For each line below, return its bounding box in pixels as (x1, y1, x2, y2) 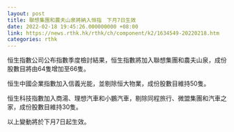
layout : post (7, 10, 45, 17)
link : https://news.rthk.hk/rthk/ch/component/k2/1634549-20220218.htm (7, 29, 219, 37)
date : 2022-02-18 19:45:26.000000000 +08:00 (7, 23, 139, 30)
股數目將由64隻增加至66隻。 (7, 65, 91, 73)
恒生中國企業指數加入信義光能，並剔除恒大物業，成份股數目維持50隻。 (7, 79, 210, 88)
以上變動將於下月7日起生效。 (7, 117, 91, 126)
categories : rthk (7, 36, 58, 43)
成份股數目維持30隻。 (19, 103, 82, 111)
